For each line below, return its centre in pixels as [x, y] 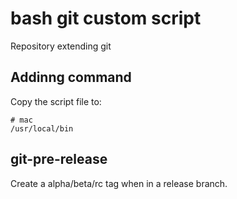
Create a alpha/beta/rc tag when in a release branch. [119, 183]
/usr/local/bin [42, 128]
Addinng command [71, 77]
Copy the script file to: [56, 101]
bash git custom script [106, 18]
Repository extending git [61, 46]
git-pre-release [59, 159]
